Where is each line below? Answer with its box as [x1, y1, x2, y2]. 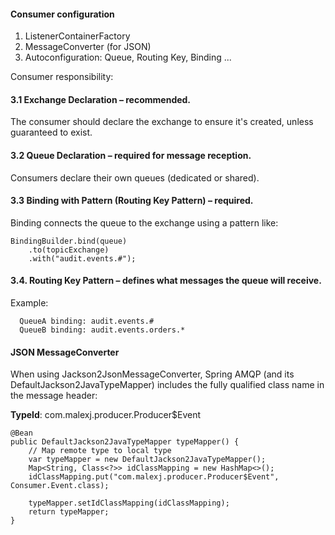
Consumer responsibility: [10, 71, 114, 83]
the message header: [10, 390, 98, 402]
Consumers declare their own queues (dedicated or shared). [10, 171, 260, 184]
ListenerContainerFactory [24, 30, 131, 42]
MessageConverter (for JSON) [24, 41, 152, 53]
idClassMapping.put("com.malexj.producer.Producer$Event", [28, 472, 280, 482]
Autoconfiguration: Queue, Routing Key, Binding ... [24, 51, 232, 64]
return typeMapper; [28, 507, 110, 517]
